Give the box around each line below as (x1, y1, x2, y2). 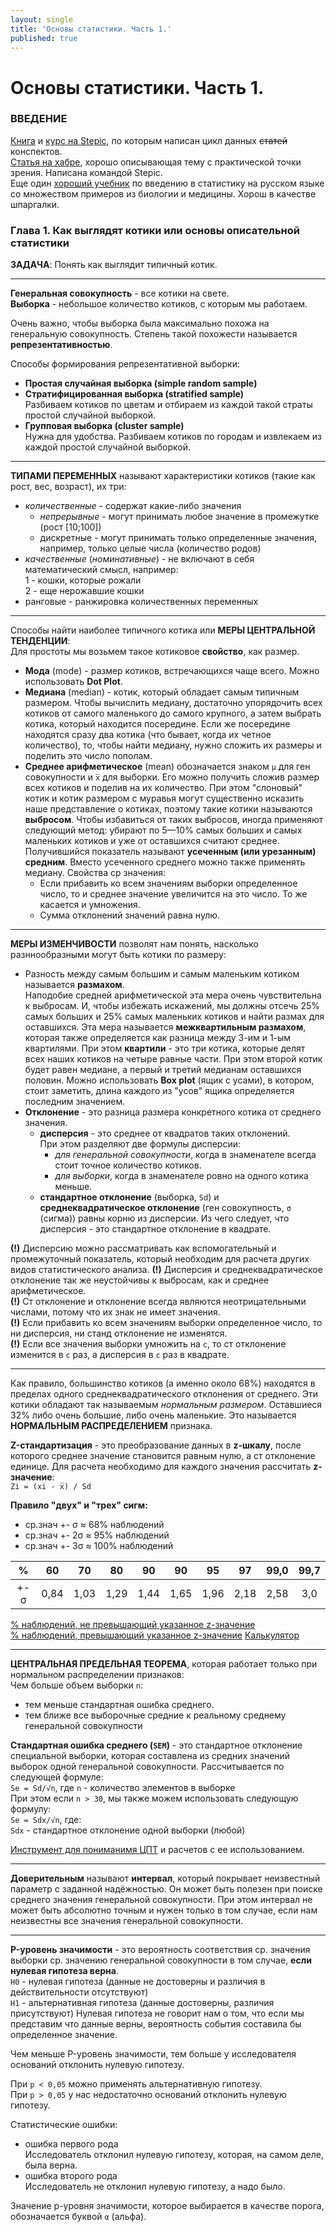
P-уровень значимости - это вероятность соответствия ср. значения (10, 1944, 311, 1956)
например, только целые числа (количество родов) (39, 542, 262, 555)
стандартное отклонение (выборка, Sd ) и (39, 1191, 220, 1203)
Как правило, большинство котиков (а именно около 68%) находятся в (10, 1377, 316, 1390)
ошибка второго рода (24, 2170, 118, 2182)
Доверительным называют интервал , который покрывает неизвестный (10, 1872, 321, 1885)
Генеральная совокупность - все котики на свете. (10, 287, 230, 300)
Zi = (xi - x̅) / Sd (10, 1482, 92, 1492)
